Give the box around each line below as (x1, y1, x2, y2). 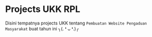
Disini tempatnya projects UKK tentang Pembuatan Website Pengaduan (5, 20, 147, 26)
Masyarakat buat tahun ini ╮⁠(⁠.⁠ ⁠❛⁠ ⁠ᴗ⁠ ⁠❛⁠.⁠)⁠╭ (5, 25, 79, 31)
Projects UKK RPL (5, 3, 80, 15)
